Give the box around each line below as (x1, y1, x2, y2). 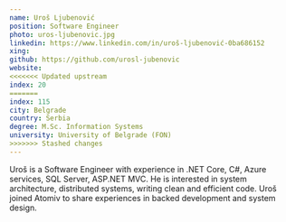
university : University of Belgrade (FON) (9, 131, 172, 140)
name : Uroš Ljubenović (9, 13, 95, 23)
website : (9, 64, 43, 73)
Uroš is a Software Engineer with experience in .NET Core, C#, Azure (9, 163, 267, 174)
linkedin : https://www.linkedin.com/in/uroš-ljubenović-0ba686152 (9, 38, 265, 48)
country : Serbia (9, 114, 71, 123)
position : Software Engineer (9, 22, 119, 31)
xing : (9, 47, 30, 56)
